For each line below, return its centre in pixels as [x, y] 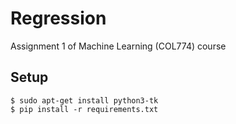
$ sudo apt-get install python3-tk [84, 100]
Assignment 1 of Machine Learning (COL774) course [118, 46]
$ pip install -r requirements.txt [84, 109]
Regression [58, 18]
